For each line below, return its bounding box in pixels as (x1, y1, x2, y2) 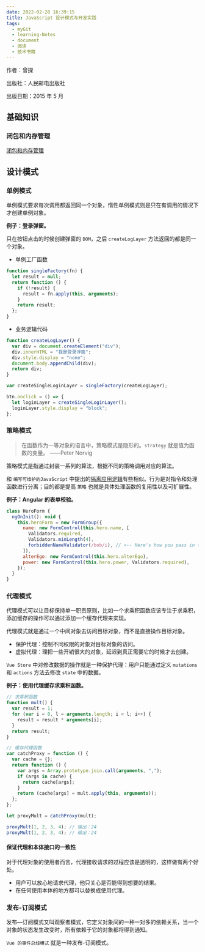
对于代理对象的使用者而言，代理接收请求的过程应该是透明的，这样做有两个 (6, 858, 193, 866)
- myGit (12, 26, 32, 32)
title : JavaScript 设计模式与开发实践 (6, 15, 96, 21)
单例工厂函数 (15, 256, 48, 263)
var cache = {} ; (12, 756, 53, 762)
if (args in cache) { (17, 773, 72, 779)
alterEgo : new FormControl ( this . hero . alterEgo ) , (22, 553, 149, 560)
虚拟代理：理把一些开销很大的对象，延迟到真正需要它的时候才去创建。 (15, 648, 192, 655)
